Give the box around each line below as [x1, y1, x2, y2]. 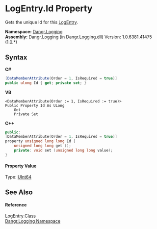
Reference [5, 202, 27, 207]
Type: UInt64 [5, 174, 32, 179]
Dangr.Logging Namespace [5, 218, 60, 224]
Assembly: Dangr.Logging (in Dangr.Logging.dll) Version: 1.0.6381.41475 [5, 34, 152, 40]
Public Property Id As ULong [5, 103, 65, 108]
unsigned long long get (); [14, 143, 71, 149]
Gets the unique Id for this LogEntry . [5, 19, 78, 25]
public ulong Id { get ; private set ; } [5, 80, 87, 85]
